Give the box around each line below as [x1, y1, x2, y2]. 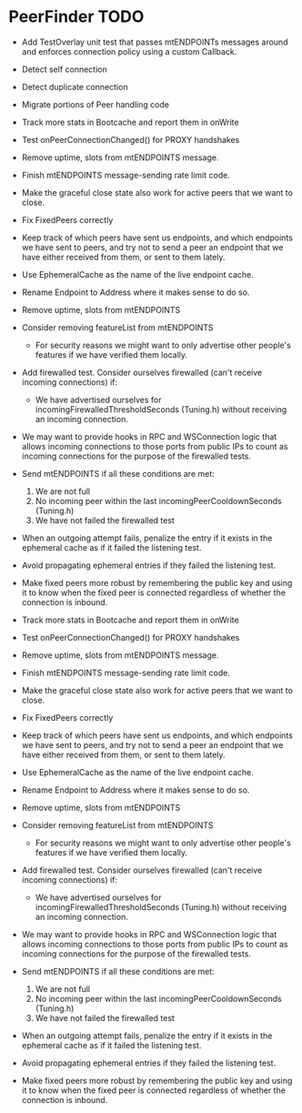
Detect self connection [21, 64, 107, 75]
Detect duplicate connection [21, 81, 128, 92]
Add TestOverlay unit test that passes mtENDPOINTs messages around [21, 36, 288, 47]
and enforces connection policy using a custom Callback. [21, 46, 237, 56]
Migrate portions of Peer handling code [21, 98, 170, 110]
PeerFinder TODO [8, 6, 145, 27]
